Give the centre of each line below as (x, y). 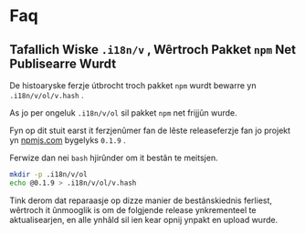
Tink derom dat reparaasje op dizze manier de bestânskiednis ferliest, (141, 200)
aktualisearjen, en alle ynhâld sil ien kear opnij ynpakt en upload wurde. (144, 219)
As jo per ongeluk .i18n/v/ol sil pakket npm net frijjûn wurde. (123, 113)
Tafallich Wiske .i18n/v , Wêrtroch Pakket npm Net (153, 50)
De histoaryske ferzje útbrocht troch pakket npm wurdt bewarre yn (133, 86)
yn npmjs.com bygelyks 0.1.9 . (68, 140)
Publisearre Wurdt (63, 63)
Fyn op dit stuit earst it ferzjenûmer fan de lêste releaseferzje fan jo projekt (150, 130)
